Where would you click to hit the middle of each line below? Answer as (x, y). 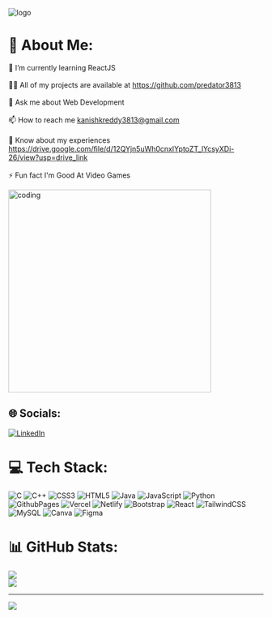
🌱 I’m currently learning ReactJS (62, 67)
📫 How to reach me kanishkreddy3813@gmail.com (94, 120)
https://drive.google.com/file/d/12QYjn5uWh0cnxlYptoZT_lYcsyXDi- (121, 148)
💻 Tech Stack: (58, 467)
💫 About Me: (51, 45)
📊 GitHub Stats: (64, 547)
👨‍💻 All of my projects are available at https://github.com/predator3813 (125, 84)
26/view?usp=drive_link (48, 157)
